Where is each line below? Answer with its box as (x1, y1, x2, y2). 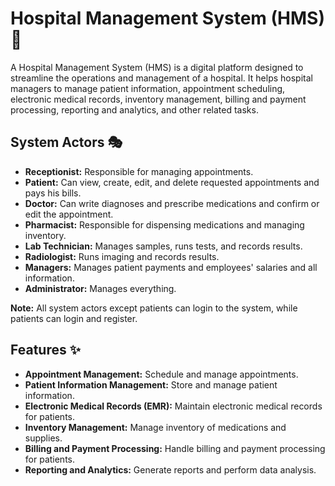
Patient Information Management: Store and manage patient (24, 378, 278, 391)
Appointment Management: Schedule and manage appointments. (24, 368, 299, 380)
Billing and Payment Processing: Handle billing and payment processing (24, 442, 326, 454)
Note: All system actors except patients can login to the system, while (10, 302, 298, 314)
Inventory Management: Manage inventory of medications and (24, 421, 287, 433)
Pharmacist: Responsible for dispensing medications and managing (24, 218, 305, 231)
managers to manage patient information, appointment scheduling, (10, 82, 286, 94)
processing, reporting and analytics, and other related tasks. (10, 103, 259, 116)
